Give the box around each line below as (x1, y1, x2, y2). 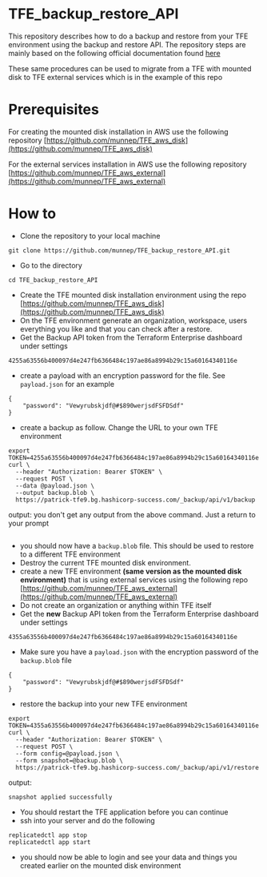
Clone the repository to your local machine (19, 231, 161, 240)
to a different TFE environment (19, 549, 122, 559)
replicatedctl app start (8, 838, 91, 846)
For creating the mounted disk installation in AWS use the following (8, 127, 229, 136)
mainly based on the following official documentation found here (8, 48, 221, 58)
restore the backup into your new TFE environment (19, 698, 188, 709)
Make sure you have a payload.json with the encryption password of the (19, 646, 259, 657)
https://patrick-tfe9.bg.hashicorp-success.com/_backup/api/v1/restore (15, 763, 260, 771)
